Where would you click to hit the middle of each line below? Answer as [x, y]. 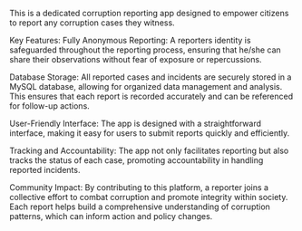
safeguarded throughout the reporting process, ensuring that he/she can [145, 50]
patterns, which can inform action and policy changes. [111, 216]
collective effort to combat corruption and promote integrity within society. [149, 197]
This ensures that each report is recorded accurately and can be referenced [151, 96]
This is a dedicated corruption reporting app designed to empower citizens [149, 13]
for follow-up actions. [50, 106]
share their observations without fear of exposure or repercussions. [136, 59]
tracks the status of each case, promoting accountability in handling [136, 160]
